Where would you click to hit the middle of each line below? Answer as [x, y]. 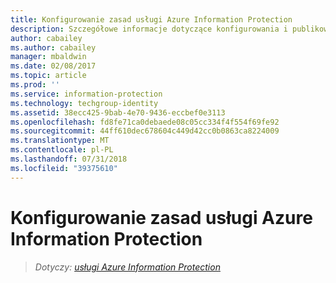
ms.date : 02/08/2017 [53, 66]
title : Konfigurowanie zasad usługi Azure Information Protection [151, 19]
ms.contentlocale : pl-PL [62, 150]
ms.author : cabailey [53, 47]
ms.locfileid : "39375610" [64, 168]
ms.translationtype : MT [60, 141]
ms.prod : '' [35, 85]
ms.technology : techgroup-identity [84, 103]
